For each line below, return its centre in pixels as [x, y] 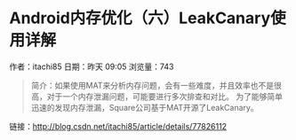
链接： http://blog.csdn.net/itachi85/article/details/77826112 [118, 126]
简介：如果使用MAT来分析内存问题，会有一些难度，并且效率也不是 [152, 85]
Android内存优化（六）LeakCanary [140, 18]
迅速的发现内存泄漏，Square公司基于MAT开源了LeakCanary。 [145, 107]
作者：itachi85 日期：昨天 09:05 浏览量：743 [92, 66]
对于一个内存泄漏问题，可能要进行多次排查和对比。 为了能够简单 [164, 96]
